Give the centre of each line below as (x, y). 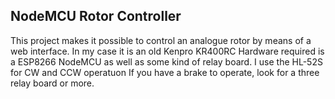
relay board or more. (52, 83)
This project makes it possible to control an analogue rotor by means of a (161, 40)
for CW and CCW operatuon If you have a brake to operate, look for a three (165, 72)
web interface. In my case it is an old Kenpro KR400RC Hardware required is (167, 51)
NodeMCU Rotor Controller (96, 16)
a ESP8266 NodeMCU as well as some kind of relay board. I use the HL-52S (166, 61)
